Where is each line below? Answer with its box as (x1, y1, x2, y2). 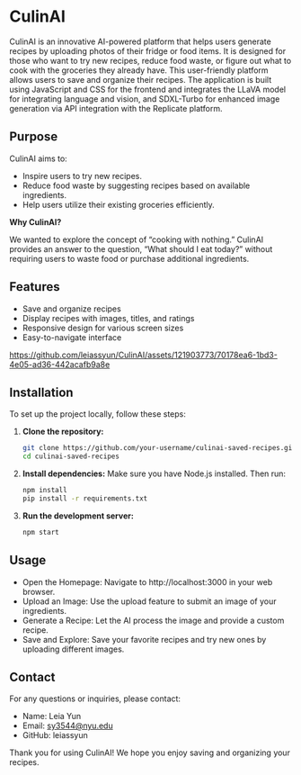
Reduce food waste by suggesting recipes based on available (22, 180, 251, 191)
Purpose (9, 129, 58, 145)
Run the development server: (22, 510, 135, 521)
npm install (22, 486, 67, 495)
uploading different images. (22, 644, 125, 654)
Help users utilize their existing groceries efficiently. (22, 199, 215, 210)
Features (9, 279, 60, 294)
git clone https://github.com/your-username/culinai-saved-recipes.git (22, 444, 297, 453)
